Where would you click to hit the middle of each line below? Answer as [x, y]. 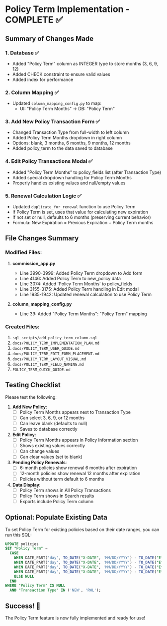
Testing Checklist [33, 385]
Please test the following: [31, 397]
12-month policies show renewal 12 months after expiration [80, 474]
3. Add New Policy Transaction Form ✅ [53, 122]
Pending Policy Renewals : [40, 463]
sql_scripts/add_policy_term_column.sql [55, 338]
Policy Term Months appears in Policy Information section [79, 440]
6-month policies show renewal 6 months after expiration [78, 468]
